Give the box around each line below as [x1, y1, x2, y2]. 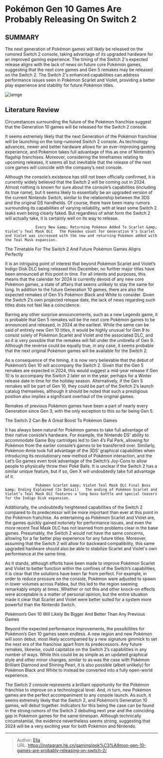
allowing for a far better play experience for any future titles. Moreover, [5, 535, 147, 541]
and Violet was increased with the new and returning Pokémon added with [5, 233, 158, 238]
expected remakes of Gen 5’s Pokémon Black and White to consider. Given [5, 291, 154, 298]
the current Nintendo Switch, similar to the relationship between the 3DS [5, 194, 150, 200]
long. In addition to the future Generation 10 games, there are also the [5, 286, 144, 292]
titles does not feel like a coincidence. [5, 302, 81, 308]
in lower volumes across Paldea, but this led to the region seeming [5, 581, 138, 587]
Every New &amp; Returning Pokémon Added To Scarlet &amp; [35, 225, 158, 229]
